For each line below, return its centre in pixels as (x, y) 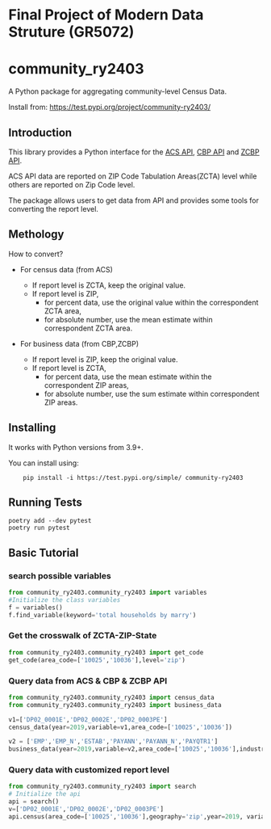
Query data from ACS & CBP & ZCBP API (88, 680)
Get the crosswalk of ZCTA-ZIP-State (83, 636)
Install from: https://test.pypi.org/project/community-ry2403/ (110, 107)
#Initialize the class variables (65, 600)
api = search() (34, 802)
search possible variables (60, 575)
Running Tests (45, 502)
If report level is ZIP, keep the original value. (105, 359)
